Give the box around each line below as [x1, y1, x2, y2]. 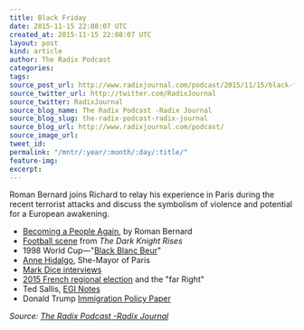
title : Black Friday [9, 13, 88, 23]
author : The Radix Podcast [9, 55, 111, 64]
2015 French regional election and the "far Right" [22, 274, 205, 285]
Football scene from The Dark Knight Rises [22, 236, 183, 247]
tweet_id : [9, 139, 47, 148]
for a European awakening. [9, 209, 110, 220]
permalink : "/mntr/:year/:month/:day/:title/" [9, 147, 188, 156]
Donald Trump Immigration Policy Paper [22, 293, 172, 304]
